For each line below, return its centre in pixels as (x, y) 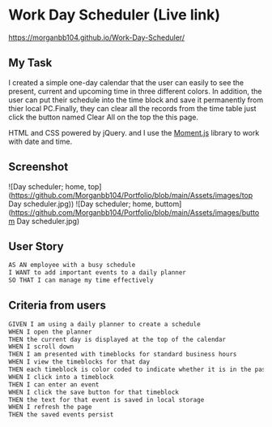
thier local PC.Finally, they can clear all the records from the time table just (132, 108)
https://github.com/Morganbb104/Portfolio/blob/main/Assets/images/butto (135, 212)
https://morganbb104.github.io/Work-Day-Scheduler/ (96, 37)
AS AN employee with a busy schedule (72, 265)
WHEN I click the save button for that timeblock (94, 392)
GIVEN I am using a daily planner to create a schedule (104, 324)
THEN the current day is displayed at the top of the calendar (117, 339)
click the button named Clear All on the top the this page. (104, 117)
